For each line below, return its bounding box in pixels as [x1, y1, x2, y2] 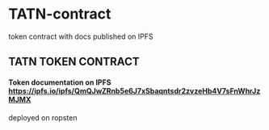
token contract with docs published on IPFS [8, 31, 153, 41]
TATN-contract [8, 5, 111, 23]
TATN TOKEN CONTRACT [8, 55, 140, 69]
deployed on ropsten [8, 112, 78, 122]
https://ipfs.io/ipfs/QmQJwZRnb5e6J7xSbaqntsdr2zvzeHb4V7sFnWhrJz [8, 86, 261, 95]
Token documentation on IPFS [8, 78, 111, 87]
